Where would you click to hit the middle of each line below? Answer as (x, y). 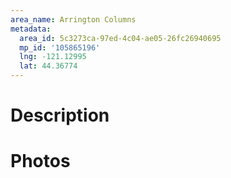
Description (60, 115)
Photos (40, 161)
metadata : (31, 29)
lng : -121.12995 (53, 57)
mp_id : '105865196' (60, 47)
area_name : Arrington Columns (73, 19)
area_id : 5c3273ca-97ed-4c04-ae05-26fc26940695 (120, 38)
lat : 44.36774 (48, 66)
